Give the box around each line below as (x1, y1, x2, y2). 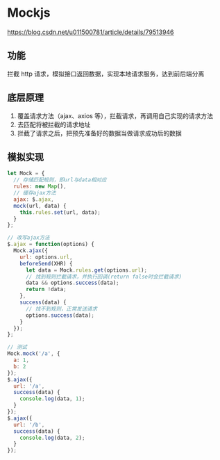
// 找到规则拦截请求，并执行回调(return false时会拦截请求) (25, 273, 183, 280)
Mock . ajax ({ (13, 247, 49, 254)
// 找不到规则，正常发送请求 (25, 305, 98, 312)
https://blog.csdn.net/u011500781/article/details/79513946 (7, 28, 175, 36)
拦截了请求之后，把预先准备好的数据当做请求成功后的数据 (17, 129, 182, 137)
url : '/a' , (13, 382, 45, 390)
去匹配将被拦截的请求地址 (17, 120, 91, 129)
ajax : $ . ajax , (13, 196, 54, 203)
